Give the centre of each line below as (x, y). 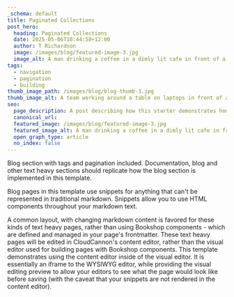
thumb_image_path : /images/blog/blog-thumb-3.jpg (81, 91)
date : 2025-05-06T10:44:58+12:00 (62, 40)
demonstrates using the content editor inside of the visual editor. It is (106, 257)
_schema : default (32, 14)
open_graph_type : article (51, 137)
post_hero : (23, 26)
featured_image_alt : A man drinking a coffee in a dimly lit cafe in (116, 130)
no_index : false (37, 144)
